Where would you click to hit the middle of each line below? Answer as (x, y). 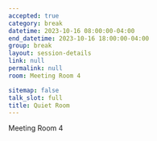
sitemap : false (34, 90)
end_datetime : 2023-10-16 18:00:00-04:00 (79, 38)
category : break (35, 23)
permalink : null (35, 68)
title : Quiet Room (39, 106)
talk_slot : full (35, 97)
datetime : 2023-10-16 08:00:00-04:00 (72, 31)
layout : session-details (50, 53)
